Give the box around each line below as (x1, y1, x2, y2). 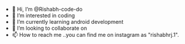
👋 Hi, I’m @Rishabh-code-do (11, 6, 83, 12)
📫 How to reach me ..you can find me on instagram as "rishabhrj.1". (11, 32, 180, 38)
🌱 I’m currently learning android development (11, 18, 124, 25)
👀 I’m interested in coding (11, 12, 75, 19)
